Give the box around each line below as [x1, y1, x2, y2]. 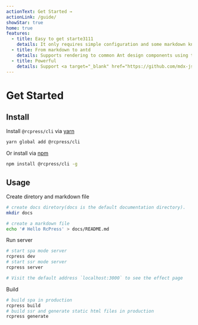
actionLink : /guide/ [6, 14, 57, 20]
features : [6, 31, 31, 37]
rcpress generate [6, 313, 49, 320]
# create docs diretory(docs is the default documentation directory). [6, 204, 186, 210]
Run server [6, 237, 33, 244]
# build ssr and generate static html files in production [6, 308, 154, 314]
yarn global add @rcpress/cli [6, 139, 81, 145]
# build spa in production [6, 297, 72, 303]
